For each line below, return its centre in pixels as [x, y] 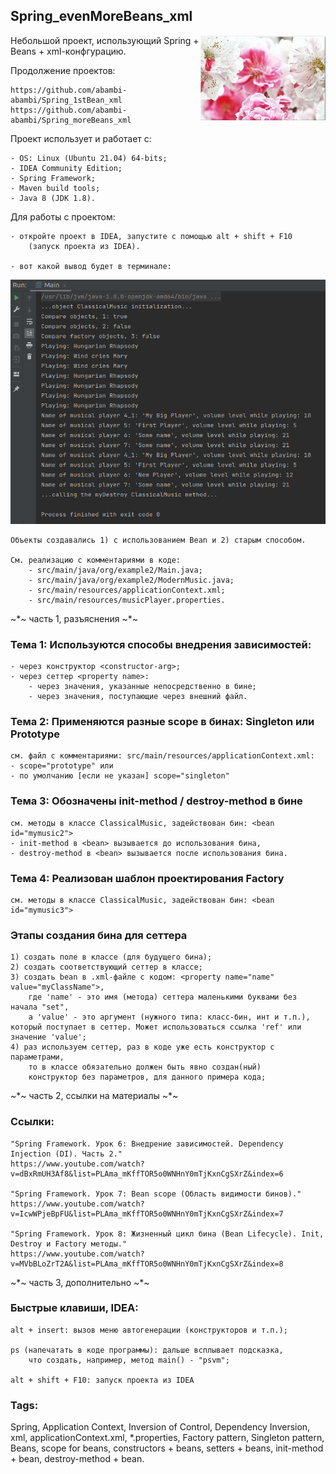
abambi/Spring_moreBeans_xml [71, 120]
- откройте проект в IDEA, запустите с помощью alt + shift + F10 [151, 236]
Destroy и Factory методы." [69, 1244]
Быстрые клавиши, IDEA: [74, 1308]
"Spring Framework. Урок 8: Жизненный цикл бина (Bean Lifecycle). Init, [167, 1234]
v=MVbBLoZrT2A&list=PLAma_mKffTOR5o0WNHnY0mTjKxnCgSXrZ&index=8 [147, 1264]
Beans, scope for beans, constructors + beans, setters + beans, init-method [167, 1448]
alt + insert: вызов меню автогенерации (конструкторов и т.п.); [149, 1330]
